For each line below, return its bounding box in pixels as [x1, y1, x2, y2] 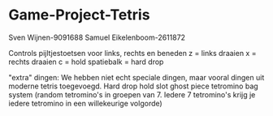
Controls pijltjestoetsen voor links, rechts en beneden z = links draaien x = [8, 48, 257, 58]
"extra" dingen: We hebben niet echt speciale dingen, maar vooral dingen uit [8, 72, 265, 82]
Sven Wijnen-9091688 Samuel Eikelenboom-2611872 [8, 32, 185, 42]
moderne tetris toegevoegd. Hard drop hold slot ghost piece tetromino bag [8, 81, 258, 91]
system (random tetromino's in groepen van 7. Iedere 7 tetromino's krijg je [8, 89, 256, 99]
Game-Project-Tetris [8, 6, 150, 24]
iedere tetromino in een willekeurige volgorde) [8, 98, 162, 108]
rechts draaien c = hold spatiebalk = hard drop [8, 57, 164, 67]
